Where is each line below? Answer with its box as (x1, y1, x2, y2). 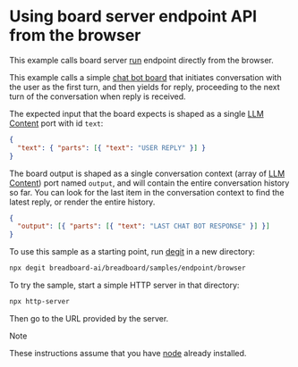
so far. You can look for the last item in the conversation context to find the (9, 187, 285, 197)
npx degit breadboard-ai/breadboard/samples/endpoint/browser (9, 263, 246, 273)
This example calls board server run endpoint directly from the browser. (9, 54, 275, 65)
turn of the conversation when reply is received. (9, 91, 186, 102)
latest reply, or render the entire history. (9, 196, 156, 207)
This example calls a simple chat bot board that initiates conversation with (9, 71, 282, 82)
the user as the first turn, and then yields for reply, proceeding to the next (9, 81, 280, 92)
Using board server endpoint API (9, 6, 258, 27)
